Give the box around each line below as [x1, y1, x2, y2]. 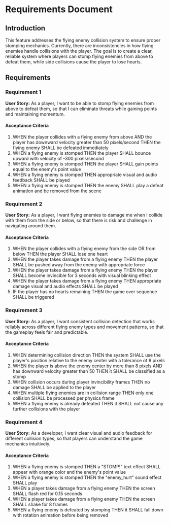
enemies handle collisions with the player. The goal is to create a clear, [5, 48, 153, 54]
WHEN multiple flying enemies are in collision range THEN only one [12, 390, 154, 396]
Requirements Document [5, 4, 113, 15]
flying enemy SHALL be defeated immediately [12, 145, 109, 151]
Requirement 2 [5, 200, 43, 207]
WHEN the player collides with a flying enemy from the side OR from [12, 246, 156, 252]
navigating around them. [5, 223, 57, 229]
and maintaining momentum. [5, 111, 65, 117]
